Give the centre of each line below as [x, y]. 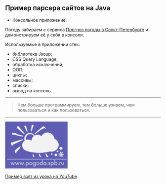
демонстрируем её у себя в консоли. [45, 35]
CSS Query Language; [35, 59]
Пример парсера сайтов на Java [58, 8]
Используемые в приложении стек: [42, 44]
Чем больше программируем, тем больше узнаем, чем [76, 105]
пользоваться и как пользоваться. [54, 110]
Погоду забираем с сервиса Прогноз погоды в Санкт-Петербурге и [77, 30]
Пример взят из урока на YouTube [41, 176]
